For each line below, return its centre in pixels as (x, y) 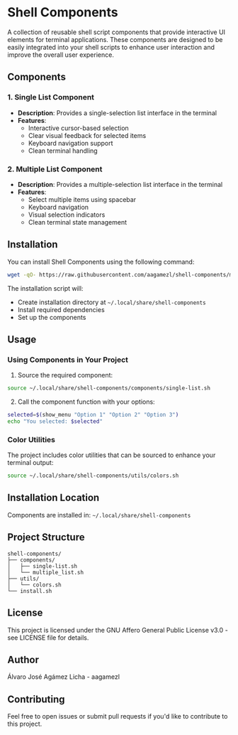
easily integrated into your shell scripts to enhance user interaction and (111, 47)
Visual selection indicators (67, 215)
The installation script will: (45, 288)
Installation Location (53, 498)
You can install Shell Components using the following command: (101, 262)
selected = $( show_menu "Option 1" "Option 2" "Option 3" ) (93, 415)
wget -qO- (22, 274)
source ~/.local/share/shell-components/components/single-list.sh (109, 388)
